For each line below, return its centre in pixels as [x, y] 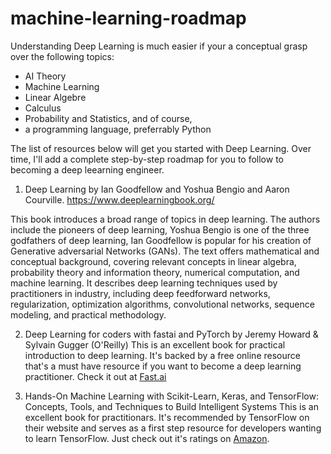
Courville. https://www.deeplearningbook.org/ [119, 199]
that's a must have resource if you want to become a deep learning [163, 366]
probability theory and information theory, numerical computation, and [155, 272]
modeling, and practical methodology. [88, 314]
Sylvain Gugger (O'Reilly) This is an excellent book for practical [155, 344]
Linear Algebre [55, 97]
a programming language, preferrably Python [118, 129]
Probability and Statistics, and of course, [108, 118]
